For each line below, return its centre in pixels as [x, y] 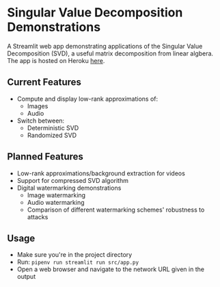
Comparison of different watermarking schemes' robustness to [116, 210]
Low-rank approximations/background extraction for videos [101, 173]
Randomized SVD [52, 135]
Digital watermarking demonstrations [69, 188]
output [26, 277]
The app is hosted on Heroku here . [56, 60]
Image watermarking [56, 195]
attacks [38, 216]
